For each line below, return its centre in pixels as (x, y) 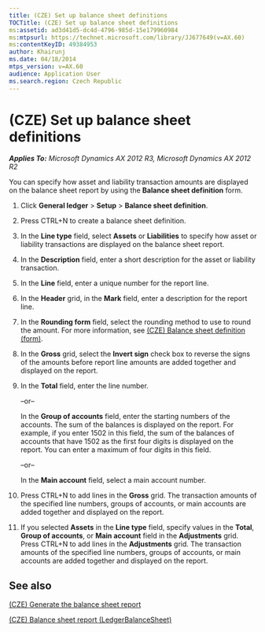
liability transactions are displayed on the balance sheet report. (122, 244)
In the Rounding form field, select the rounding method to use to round (135, 322)
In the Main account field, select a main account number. (113, 480)
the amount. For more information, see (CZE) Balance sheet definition (133, 330)
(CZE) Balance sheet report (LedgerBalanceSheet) (90, 620)
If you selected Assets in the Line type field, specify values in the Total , (137, 527)
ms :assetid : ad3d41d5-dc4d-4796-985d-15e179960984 (94, 30)
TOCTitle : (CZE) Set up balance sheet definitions (94, 23)
